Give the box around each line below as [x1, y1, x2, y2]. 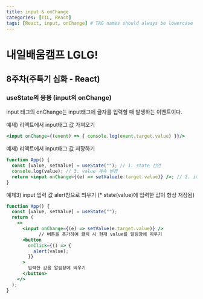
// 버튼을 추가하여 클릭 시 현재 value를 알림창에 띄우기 [38, 231, 163, 237]
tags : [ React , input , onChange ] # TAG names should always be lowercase [6, 20, 193, 26]
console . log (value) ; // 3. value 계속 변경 [11, 168, 118, 174]
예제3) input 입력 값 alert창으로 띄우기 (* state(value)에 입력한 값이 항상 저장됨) [6, 191, 195, 198]
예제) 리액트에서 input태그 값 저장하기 [6, 145, 95, 152]
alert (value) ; [33, 248, 69, 254]
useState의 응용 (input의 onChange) [6, 93, 112, 101]
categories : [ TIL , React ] [6, 14, 71, 21]
